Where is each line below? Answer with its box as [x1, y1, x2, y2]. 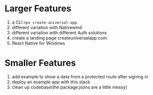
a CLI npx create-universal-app [11, 19, 77, 25]
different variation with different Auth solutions [11, 30, 107, 35]
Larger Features [4, 3, 71, 14]
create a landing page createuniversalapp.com [11, 35, 107, 41]
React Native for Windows [11, 40, 65, 46]
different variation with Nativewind [11, 24, 82, 30]
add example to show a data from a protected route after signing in [11, 73, 149, 79]
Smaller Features [4, 58, 76, 69]
